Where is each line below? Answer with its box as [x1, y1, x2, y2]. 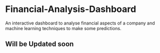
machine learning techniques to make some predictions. [5, 25, 122, 31]
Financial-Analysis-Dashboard [5, 3, 136, 15]
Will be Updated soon [5, 40, 74, 48]
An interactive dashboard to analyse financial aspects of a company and [5, 20, 155, 26]
